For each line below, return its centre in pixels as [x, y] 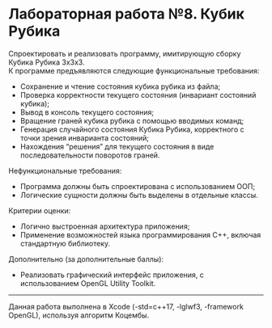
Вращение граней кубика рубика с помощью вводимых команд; [132, 120]
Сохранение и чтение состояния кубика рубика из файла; [120, 86]
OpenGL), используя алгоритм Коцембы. [79, 315]
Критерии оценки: [40, 210]
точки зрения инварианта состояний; [85, 137]
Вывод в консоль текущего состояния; [87, 112]
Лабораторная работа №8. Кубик [127, 14]
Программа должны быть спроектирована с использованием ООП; [138, 186]
